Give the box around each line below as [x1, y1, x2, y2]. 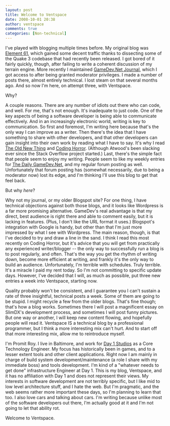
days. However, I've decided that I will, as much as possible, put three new [5, 273, 161, 279]
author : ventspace [5, 21, 44, 27]
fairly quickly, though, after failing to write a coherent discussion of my [5, 61, 153, 67]
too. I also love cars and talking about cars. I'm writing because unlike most [5, 395, 162, 400]
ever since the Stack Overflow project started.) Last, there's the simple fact [5, 150, 162, 157]
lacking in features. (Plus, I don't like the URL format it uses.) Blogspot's [5, 219, 155, 224]
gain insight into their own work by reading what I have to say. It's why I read [5, 140, 165, 146]
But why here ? [5, 187, 35, 193]
